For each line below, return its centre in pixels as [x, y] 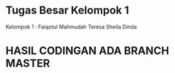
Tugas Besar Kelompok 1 [67, 10]
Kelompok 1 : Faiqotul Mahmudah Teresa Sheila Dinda [71, 27]
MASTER [28, 64]
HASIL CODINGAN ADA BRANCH [87, 51]
